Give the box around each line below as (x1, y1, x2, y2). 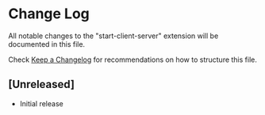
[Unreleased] (8, 78, 75, 91)
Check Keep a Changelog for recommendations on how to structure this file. (8, 55, 258, 64)
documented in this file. (8, 39, 86, 48)
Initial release (19, 98, 63, 108)
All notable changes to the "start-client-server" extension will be (8, 31, 219, 40)
